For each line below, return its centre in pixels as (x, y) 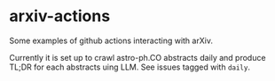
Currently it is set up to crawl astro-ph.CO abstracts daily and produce (137, 57)
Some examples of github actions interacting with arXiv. (111, 40)
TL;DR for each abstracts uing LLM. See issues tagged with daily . (130, 67)
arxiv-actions (60, 16)
